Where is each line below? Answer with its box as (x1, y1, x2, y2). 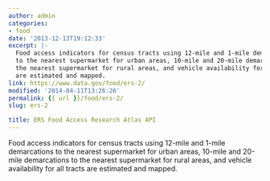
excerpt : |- (8, 42, 48, 50)
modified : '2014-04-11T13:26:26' (8, 86, 121, 95)
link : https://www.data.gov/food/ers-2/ (8, 79, 146, 87)
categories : (8, 19, 48, 27)
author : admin (8, 11, 56, 20)
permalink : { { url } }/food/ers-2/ (8, 94, 125, 102)
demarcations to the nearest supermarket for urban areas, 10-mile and (8, 146, 241, 156)
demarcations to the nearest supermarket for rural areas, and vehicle (23, 155, 252, 165)
